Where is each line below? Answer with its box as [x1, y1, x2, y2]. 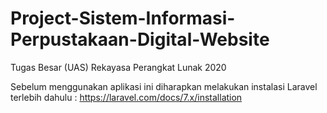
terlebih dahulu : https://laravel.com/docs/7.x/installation [10, 91, 243, 103]
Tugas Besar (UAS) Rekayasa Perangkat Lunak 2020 [10, 61, 227, 73]
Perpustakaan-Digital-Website [10, 28, 270, 51]
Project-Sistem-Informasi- [10, 7, 236, 30]
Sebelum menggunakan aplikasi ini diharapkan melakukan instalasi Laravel [10, 80, 318, 92]
